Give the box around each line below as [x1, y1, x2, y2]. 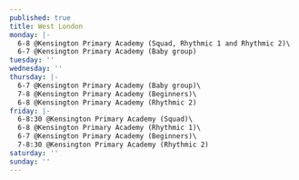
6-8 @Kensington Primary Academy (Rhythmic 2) [17, 97, 197, 107]
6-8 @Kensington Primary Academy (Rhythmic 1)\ [17, 124, 202, 133]
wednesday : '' [9, 65, 64, 74]
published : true [9, 13, 71, 23]
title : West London [9, 22, 84, 31]
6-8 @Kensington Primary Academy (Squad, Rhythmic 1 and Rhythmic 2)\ [17, 38, 291, 48]
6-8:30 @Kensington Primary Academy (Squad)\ [17, 115, 194, 124]
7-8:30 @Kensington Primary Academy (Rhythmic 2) [17, 140, 209, 149]
